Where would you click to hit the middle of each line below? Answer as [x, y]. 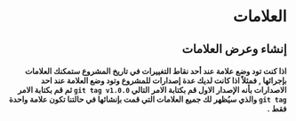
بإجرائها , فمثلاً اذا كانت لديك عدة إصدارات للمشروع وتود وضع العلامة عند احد [164, 80]
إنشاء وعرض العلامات [234, 49]
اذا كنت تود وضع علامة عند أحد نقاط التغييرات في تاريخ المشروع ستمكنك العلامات [156, 72]
